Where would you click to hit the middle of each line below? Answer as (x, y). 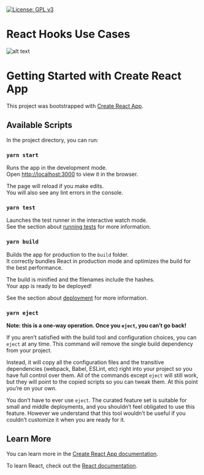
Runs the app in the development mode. (57, 167)
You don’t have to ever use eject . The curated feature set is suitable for (96, 400)
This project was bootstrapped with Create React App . (75, 106)
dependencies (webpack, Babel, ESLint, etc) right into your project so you (100, 368)
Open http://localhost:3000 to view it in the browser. (72, 174)
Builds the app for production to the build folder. (68, 254)
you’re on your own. (32, 388)
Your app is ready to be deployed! (49, 286)
